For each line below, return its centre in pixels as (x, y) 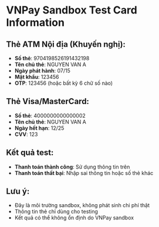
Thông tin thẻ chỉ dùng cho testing (56, 212)
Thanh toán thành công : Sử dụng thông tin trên (72, 167)
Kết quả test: (30, 153)
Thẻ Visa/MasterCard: (48, 102)
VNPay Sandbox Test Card (72, 10)
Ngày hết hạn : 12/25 (39, 128)
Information (35, 23)
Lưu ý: (18, 192)
